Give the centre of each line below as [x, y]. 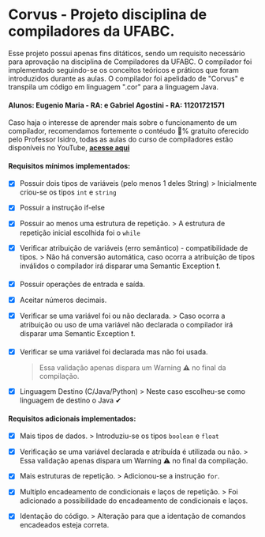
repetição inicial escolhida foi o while [80, 233]
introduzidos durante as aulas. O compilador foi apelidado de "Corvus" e [126, 78]
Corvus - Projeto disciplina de [108, 15]
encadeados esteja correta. [64, 525]
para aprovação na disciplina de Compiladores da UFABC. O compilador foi [130, 62]
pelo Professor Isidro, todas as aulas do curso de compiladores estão [121, 139]
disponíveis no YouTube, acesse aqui [69, 148]
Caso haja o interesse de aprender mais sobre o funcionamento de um [123, 123]
